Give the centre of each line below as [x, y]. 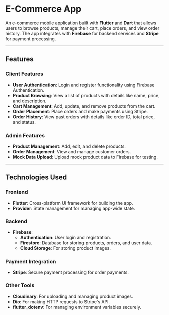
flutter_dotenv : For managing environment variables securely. [77, 307]
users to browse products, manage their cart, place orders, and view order [82, 28]
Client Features [24, 74]
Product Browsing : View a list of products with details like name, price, [86, 95]
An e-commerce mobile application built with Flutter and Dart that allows [81, 23]
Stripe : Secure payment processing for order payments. [71, 272]
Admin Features [25, 135]
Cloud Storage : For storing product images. [65, 248]
